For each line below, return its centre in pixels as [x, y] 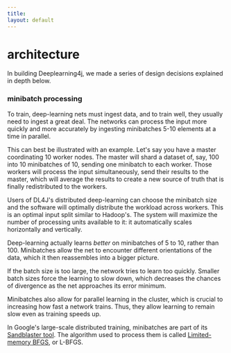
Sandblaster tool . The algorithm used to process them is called [97, 334]
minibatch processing [45, 99]
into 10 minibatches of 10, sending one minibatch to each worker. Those [110, 164]
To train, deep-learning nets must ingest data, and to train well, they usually [115, 114]
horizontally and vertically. [45, 229]
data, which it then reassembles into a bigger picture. [83, 257]
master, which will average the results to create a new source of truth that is [115, 179]
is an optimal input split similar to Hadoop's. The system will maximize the [112, 214]
